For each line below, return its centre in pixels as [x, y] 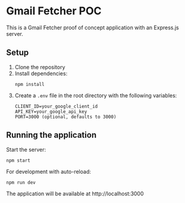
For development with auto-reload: [48, 171]
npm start [18, 160]
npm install [29, 84]
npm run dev [21, 182]
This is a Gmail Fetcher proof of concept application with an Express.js [93, 27]
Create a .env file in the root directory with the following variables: [96, 95]
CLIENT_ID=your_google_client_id [56, 106]
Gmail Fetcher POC [54, 11]
